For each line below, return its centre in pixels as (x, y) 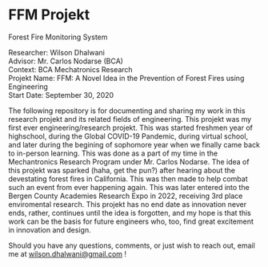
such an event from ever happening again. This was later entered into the (129, 187)
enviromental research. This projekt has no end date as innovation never (127, 204)
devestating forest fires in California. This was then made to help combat (128, 179)
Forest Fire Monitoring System (58, 37)
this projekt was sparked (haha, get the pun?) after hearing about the (122, 170)
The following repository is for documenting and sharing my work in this (127, 111)
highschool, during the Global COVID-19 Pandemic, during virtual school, (128, 136)
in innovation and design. (50, 229)
